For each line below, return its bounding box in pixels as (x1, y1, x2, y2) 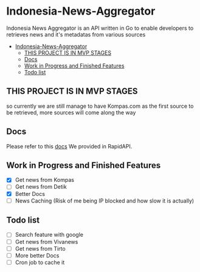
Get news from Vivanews (15, 238, 78, 245)
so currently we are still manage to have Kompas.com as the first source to (6, 102, 194, 110)
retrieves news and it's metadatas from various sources (6, 30, 146, 38)
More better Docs (15, 251, 60, 259)
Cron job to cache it (15, 259, 65, 266)
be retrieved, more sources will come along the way (6, 108, 136, 116)
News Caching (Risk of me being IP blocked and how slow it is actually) (15, 197, 195, 204)
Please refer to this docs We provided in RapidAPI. (6, 142, 133, 150)
